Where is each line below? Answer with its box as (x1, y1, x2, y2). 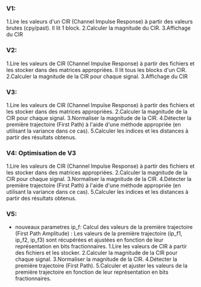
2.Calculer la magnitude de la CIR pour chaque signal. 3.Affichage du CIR (6, 73, 188, 80)
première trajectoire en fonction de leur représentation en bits (14, 268, 169, 276)
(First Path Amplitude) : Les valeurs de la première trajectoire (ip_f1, (14, 230, 183, 237)
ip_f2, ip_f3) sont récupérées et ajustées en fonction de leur (14, 236, 164, 243)
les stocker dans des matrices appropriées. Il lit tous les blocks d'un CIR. (6, 66, 187, 73)
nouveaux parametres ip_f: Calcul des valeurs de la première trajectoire (14, 223, 193, 231)
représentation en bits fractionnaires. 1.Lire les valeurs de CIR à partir (14, 243, 187, 250)
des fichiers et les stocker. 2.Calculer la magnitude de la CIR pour (14, 249, 178, 257)
